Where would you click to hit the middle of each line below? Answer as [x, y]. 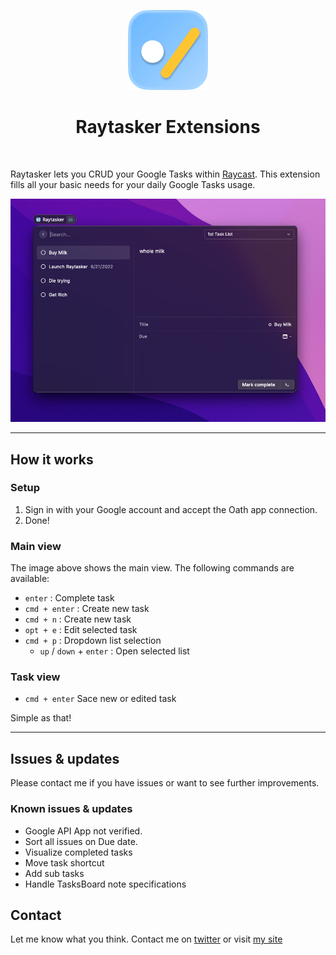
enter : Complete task [69, 598]
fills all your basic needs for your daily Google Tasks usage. [133, 184]
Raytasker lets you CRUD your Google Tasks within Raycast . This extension [165, 174]
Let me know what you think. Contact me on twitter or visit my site [146, 939]
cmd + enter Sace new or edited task [100, 699]
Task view [35, 677]
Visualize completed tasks [78, 852]
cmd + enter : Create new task [87, 609]
